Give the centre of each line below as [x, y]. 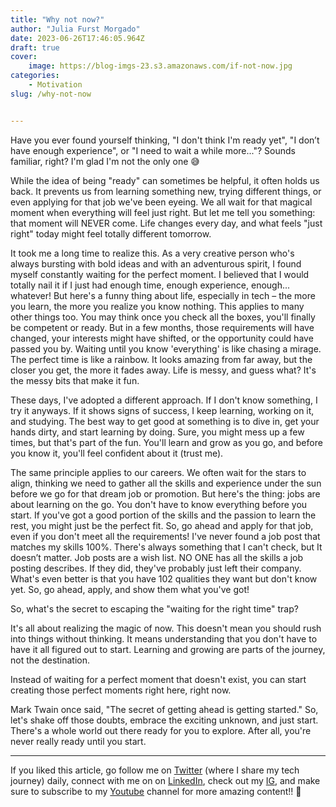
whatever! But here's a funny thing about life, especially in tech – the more [163, 295]
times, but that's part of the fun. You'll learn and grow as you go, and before [166, 442]
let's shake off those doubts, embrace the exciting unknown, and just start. [164, 720]
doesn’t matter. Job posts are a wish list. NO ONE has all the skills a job [157, 557]
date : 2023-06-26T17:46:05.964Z [77, 38]
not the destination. [50, 660]
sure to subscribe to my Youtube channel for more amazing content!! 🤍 [156, 791]
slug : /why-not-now [51, 94]
